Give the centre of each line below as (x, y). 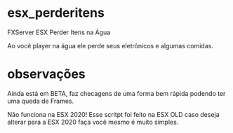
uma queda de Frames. (41, 101)
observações (46, 74)
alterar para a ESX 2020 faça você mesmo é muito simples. (93, 122)
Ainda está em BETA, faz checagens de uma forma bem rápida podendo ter (116, 93)
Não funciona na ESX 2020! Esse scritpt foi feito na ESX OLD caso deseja (113, 114)
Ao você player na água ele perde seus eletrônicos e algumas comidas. (111, 45)
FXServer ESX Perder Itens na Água (59, 32)
